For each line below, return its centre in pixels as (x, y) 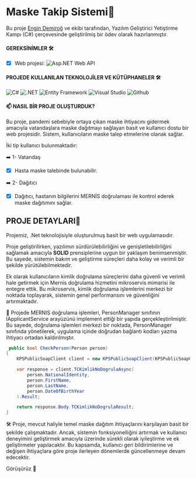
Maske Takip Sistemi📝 (60, 12)
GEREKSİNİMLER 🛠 (30, 48)
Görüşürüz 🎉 (21, 469)
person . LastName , (48, 386)
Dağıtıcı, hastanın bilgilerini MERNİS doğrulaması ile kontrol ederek (94, 196)
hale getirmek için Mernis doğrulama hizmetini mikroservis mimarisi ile (90, 282)
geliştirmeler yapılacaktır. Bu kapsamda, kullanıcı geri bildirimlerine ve (90, 445)
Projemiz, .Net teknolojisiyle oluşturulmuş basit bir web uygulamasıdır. (90, 235)
